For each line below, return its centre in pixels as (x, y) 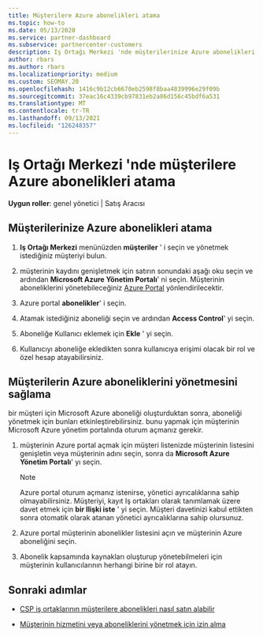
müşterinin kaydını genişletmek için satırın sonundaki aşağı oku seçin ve (136, 271)
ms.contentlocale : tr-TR (49, 111)
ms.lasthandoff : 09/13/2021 (54, 118)
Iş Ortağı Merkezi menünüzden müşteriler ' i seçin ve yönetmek (124, 247)
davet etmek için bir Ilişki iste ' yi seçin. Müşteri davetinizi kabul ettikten (136, 509)
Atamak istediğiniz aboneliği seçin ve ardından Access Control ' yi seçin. (137, 318)
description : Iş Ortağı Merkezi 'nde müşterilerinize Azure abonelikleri (132, 52)
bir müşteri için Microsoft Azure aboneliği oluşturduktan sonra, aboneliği (125, 413)
